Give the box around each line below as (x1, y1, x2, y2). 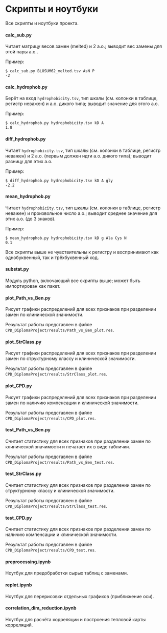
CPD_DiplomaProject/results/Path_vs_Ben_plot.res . (5, 327, 114, 333)
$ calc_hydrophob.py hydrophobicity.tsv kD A (5, 121, 104, 126)
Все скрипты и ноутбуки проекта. (5, 20, 79, 26)
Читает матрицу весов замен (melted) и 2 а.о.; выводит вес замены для (5, 43, 162, 49)
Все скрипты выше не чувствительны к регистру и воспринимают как (5, 249, 159, 255)
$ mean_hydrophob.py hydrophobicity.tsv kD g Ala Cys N (5, 235, 127, 241)
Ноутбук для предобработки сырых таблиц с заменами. (5, 570, 128, 576)
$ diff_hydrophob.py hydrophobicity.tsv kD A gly (5, 178, 113, 183)
